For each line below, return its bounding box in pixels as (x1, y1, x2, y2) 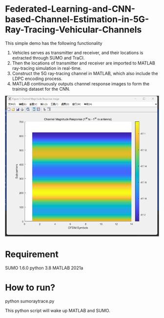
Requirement (5, 249, 59, 260)
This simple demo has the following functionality (5, 40, 102, 46)
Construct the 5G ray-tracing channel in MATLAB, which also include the (12, 70, 158, 76)
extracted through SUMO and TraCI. (12, 55, 85, 60)
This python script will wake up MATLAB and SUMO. (5, 307, 110, 313)
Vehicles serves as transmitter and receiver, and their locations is (12, 50, 143, 56)
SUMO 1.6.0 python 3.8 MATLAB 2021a (5, 265, 83, 271)
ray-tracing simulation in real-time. (12, 65, 82, 71)
